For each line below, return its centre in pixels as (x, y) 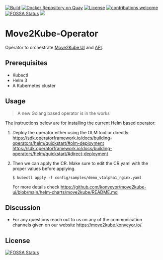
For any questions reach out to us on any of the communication (77, 220)
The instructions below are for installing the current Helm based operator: (81, 123)
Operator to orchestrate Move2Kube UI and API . (54, 47)
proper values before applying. (44, 169)
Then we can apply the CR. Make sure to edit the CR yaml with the (80, 163)
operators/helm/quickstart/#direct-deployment (60, 154)
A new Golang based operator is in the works (64, 113)
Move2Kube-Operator (52, 34)
